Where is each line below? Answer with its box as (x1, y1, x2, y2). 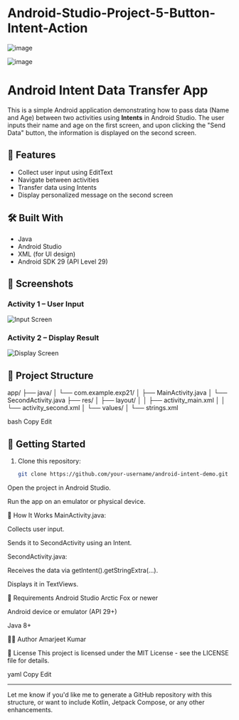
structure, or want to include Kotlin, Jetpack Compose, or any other (7, 698, 205, 706)
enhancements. (7, 705, 53, 714)
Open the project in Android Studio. (7, 483, 112, 492)
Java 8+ (7, 620, 32, 630)
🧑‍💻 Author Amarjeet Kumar (7, 635, 87, 643)
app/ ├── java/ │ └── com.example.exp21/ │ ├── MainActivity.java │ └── (7, 389, 228, 397)
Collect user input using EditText (17, 168, 113, 176)
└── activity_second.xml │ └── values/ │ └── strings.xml (7, 404, 179, 412)
